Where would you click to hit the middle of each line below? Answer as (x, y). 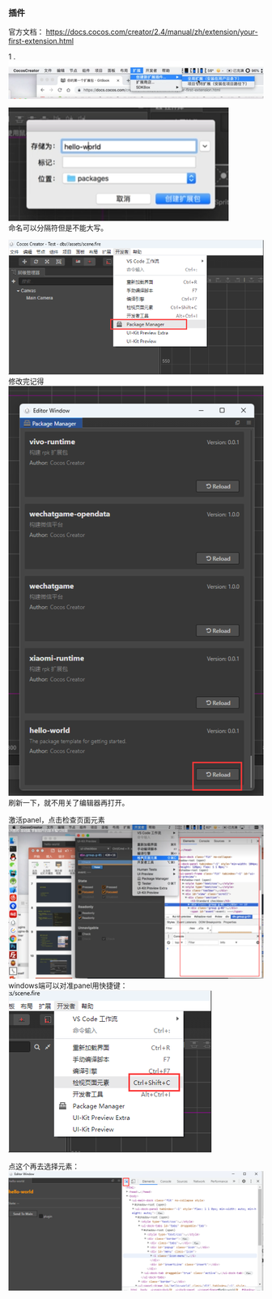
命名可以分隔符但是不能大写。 (58, 228)
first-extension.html (41, 41)
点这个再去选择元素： (44, 1166)
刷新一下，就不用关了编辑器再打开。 (69, 803)
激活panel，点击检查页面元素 (57, 820)
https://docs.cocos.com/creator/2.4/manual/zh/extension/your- (152, 32)
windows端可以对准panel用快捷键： (68, 985)
